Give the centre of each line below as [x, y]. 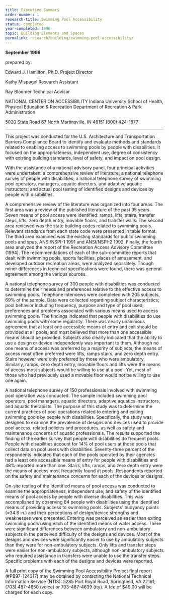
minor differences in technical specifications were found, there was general [83, 269]
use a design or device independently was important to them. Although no [82, 343]
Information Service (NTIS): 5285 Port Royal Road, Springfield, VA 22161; [80, 581]
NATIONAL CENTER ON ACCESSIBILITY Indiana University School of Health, [84, 101]
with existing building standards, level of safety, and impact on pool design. [83, 158]
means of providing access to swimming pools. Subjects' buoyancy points [82, 507]
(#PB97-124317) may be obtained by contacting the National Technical [78, 576]
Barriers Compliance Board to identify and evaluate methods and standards [83, 141]
